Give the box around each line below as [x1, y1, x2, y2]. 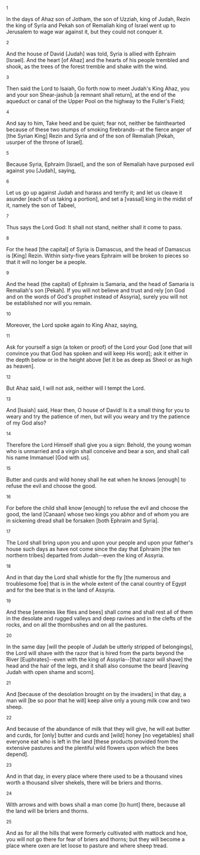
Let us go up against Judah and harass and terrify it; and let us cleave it [6, 189, 183, 196]
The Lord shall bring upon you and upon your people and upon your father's [6, 539, 193, 546]
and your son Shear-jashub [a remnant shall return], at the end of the [6, 91, 176, 98]
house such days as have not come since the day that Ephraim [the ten [6, 546, 181, 552]
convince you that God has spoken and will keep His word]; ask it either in [6, 350, 188, 357]
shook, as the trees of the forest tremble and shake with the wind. [6, 63, 168, 70]
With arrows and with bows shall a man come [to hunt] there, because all [6, 801, 186, 808]
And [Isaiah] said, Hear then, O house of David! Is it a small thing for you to [6, 407, 190, 414]
